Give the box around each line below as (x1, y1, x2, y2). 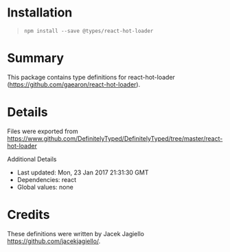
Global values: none (16, 183, 73, 191)
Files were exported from (7, 127, 78, 135)
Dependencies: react (16, 175, 77, 183)
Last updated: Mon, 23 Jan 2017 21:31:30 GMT (16, 168, 149, 176)
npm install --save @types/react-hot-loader (23, 27, 154, 34)
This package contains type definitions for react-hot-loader (7, 73, 175, 81)
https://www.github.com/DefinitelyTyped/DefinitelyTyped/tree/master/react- (7, 134, 223, 142)
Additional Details (7, 154, 57, 163)
